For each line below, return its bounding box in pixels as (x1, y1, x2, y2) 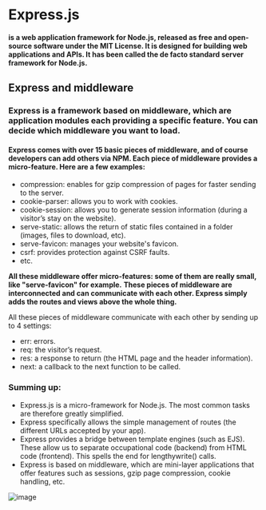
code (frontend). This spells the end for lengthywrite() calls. (19, 451, 217, 460)
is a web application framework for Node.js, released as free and (8, 32, 228, 42)
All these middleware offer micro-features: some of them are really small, (8, 272, 257, 281)
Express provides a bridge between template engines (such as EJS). (19, 434, 245, 444)
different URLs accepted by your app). (19, 425, 146, 435)
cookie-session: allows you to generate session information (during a (19, 205, 248, 215)
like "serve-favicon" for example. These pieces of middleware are (8, 280, 233, 289)
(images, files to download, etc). (19, 230, 126, 241)
